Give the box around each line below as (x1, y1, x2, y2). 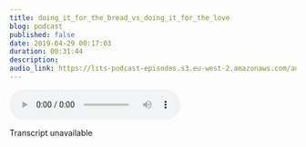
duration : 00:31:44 (9, 47, 84, 56)
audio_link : (9, 64, 55, 73)
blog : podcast (9, 22, 64, 31)
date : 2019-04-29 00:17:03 (9, 38, 112, 48)
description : (9, 55, 59, 64)
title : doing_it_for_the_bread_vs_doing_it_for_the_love (9, 13, 230, 23)
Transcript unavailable (9, 127, 93, 138)
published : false (9, 30, 76, 39)
